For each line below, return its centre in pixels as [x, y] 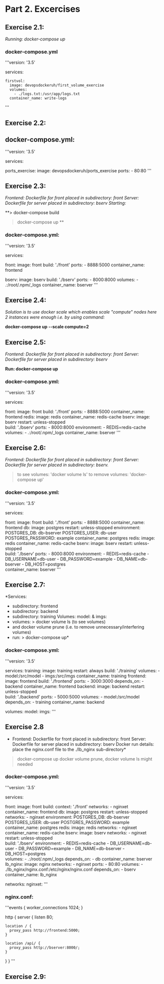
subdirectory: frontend [35, 606]
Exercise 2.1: [25, 27]
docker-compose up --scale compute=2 [47, 327]
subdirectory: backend [35, 611]
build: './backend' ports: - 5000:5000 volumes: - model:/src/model [72, 697]
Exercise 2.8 [25, 727]
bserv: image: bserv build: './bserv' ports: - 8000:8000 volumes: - [72, 280]
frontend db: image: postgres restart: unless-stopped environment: [73, 527]
